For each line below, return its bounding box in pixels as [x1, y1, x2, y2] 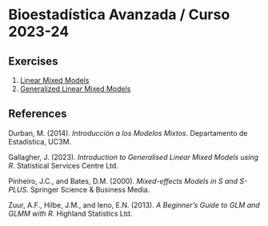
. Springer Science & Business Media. [26, 184, 150, 194]
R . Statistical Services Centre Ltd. [8, 161, 118, 170]
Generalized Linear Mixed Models [19, 84, 131, 93]
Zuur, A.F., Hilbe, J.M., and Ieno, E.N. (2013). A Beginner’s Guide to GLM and [8, 200, 260, 209]
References [8, 107, 67, 121]
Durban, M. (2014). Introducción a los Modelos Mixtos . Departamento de [8, 128, 248, 137]
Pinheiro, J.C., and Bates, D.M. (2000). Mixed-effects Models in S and [8, 176, 238, 185]
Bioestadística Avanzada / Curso [8, 6, 230, 24]
